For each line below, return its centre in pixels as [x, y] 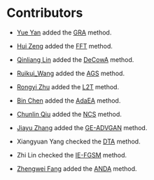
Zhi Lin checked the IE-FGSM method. [72, 155]
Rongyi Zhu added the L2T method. [68, 86]
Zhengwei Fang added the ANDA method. [77, 168]
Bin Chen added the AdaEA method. [69, 101]
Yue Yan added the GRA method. [64, 32]
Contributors [45, 13]
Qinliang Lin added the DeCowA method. [75, 59]
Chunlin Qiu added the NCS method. [69, 114]
